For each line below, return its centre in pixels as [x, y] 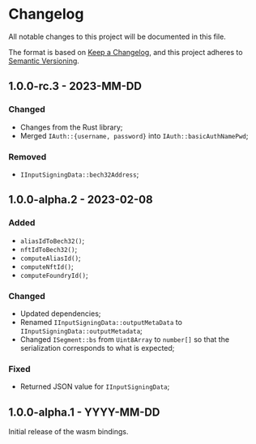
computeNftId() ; [47, 266]
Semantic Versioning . [44, 61]
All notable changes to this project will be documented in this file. [117, 36]
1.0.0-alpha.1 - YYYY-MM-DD [84, 412]
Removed [28, 156]
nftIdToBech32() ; [49, 249]
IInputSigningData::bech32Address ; [79, 174]
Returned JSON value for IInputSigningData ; [95, 386]
